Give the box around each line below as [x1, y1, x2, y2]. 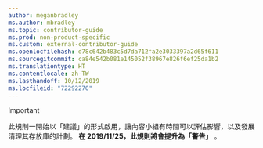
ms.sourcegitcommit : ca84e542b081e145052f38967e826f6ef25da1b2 [8, 56, 219, 63]
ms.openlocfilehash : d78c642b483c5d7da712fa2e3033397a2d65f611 [8, 48, 219, 56]
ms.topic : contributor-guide [8, 26, 103, 34]
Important [8, 106, 40, 115]
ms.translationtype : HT [8, 63, 86, 70]
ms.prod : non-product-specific [8, 33, 110, 42]
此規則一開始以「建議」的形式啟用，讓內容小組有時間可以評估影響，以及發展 [8, 122, 255, 132]
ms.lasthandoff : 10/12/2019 [8, 77, 100, 85]
